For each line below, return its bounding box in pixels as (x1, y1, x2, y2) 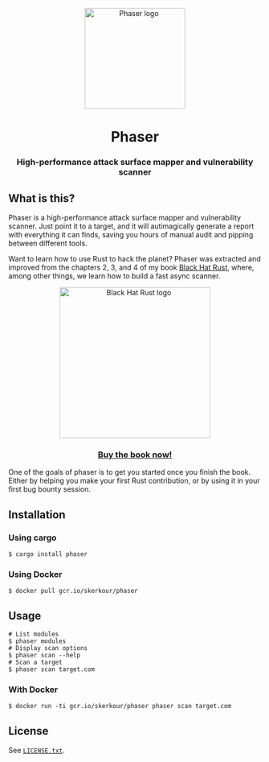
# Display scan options (8, 645, 88, 653)
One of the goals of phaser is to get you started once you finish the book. (8, 467, 251, 477)
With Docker (8, 684, 59, 695)
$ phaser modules (8, 637, 67, 645)
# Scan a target (8, 658, 63, 667)
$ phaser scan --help (8, 652, 81, 660)
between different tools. (8, 238, 88, 248)
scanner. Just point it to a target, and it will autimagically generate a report (8, 221, 255, 231)
